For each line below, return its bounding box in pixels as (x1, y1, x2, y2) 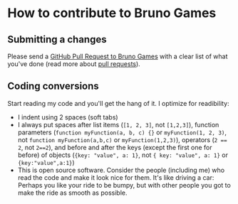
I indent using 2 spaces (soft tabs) (17, 112, 119, 122)
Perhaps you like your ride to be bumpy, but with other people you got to (17, 181, 232, 189)
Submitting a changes (7, 33, 107, 45)
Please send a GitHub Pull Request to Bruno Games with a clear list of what (7, 52, 228, 60)
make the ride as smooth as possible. (17, 188, 128, 197)
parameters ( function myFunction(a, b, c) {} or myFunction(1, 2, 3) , (17, 128, 227, 136)
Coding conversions (7, 80, 100, 92)
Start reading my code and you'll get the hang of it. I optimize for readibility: (7, 99, 229, 107)
